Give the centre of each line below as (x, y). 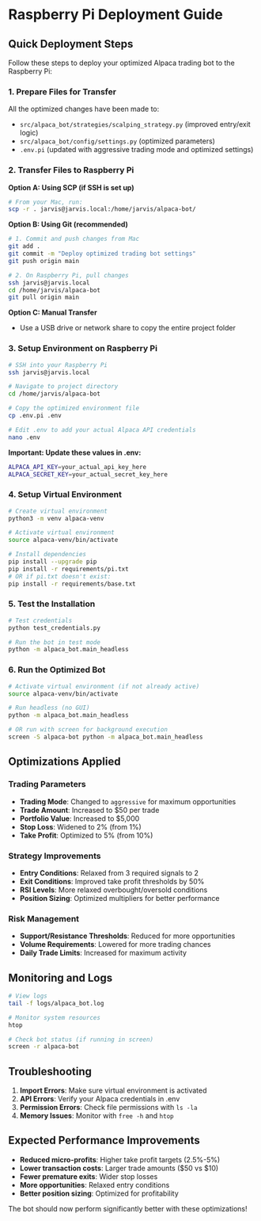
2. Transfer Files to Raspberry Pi (71, 170)
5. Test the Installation (52, 604)
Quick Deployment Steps (71, 44)
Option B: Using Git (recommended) (68, 224)
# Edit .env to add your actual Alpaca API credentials (102, 429)
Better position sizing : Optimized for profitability (99, 1193)
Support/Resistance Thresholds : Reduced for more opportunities (127, 936)
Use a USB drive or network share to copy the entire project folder (127, 328)
